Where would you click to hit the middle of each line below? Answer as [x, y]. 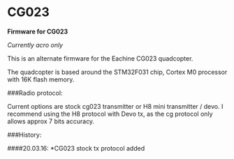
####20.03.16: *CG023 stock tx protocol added [76, 148]
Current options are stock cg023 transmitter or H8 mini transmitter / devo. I [115, 106]
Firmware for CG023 [38, 31]
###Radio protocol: [35, 93]
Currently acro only [35, 45]
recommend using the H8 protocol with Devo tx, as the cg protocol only [110, 114]
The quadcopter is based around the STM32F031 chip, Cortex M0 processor [117, 72]
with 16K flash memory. [41, 79]
